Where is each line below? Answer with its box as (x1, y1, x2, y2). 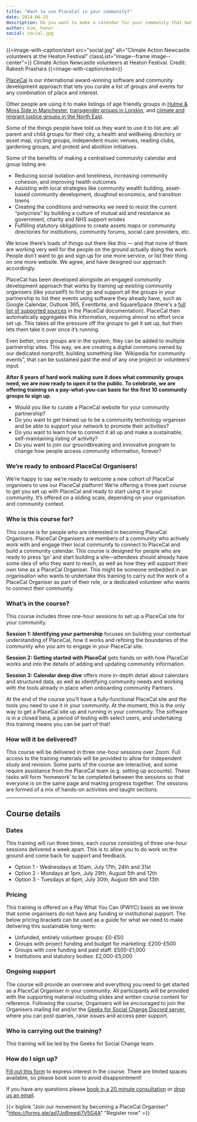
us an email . (6, 1092, 35, 1099)
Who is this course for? (6, 515, 74, 523)
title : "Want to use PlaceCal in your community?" (6, 8, 133, 15)
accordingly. (6, 265, 36, 272)
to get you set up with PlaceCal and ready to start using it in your (6, 488, 163, 495)
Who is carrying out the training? (6, 1026, 102, 1034)
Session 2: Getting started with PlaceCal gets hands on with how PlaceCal (6, 654, 189, 661)
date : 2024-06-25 (6, 14, 49, 20)
